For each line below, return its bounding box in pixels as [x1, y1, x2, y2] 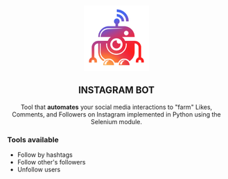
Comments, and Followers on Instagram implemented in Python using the [11, 110, 221, 119]
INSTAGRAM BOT [78, 85, 155, 96]
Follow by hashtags [17, 151, 73, 159]
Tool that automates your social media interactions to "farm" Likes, [20, 103, 213, 111]
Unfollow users [17, 165, 61, 174]
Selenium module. [91, 117, 142, 126]
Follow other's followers [17, 158, 86, 167]
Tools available [7, 135, 59, 144]
